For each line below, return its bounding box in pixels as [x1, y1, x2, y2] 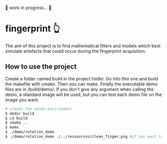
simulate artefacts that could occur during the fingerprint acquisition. [5, 48, 147, 54]
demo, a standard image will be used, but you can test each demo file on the [5, 91, 162, 97]
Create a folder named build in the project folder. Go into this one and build [5, 75, 159, 81]
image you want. [5, 97, 39, 103]
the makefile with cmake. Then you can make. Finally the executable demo [5, 81, 158, 87]
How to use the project [5, 63, 77, 71]
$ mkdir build [5, 111, 35, 116]
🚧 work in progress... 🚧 [5, 5, 52, 10]
